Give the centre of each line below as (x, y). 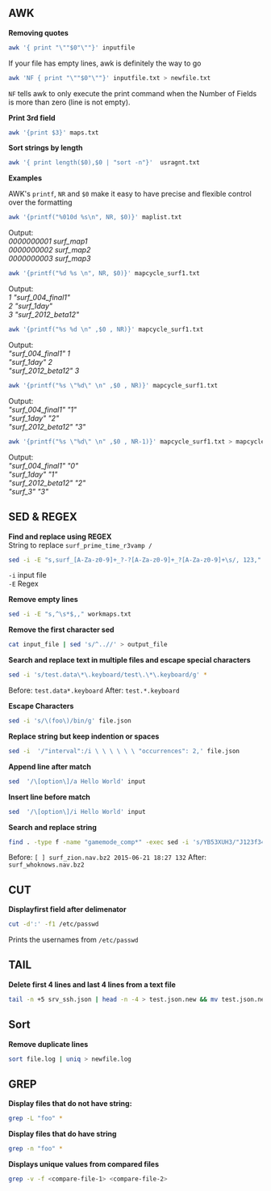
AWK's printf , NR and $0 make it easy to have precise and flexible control (130, 194)
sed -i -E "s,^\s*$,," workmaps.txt (70, 614)
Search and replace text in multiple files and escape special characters (130, 660)
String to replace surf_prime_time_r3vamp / (80, 545)
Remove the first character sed (61, 629)
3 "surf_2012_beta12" (44, 315)
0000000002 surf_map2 (50, 250)
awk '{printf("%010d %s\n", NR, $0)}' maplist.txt (95, 218)
